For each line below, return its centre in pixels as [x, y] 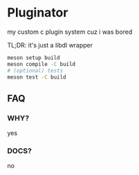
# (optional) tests [35, 70]
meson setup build [34, 58]
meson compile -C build [41, 64]
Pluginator [38, 13]
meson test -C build [37, 77]
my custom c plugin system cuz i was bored [70, 32]
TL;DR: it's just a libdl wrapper [50, 45]
